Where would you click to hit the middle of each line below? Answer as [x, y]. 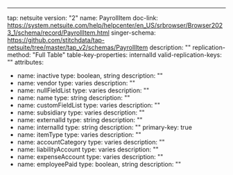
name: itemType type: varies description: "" [79, 135]
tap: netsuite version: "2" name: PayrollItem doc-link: [83, 18]
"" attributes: [25, 62]
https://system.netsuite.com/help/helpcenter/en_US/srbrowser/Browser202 [115, 25]
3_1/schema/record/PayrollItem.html [58, 33]
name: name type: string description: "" [74, 98]
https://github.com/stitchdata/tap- [56, 40]
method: [19, 55]
